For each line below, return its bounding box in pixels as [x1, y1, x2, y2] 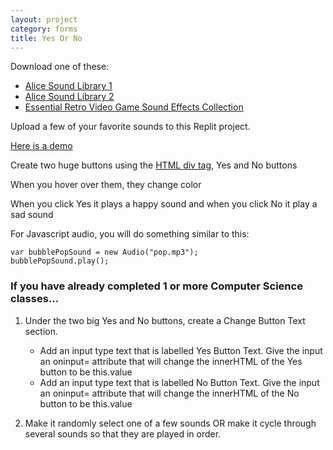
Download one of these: [10, 61, 110, 73]
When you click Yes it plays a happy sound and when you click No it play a [10, 198, 318, 210]
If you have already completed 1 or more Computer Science [10, 279, 303, 293]
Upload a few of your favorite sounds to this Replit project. [10, 121, 251, 133]
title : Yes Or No [10, 33, 83, 43]
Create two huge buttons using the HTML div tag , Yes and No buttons [10, 159, 298, 171]
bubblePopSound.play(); [10, 256, 110, 266]
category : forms [10, 24, 78, 34]
